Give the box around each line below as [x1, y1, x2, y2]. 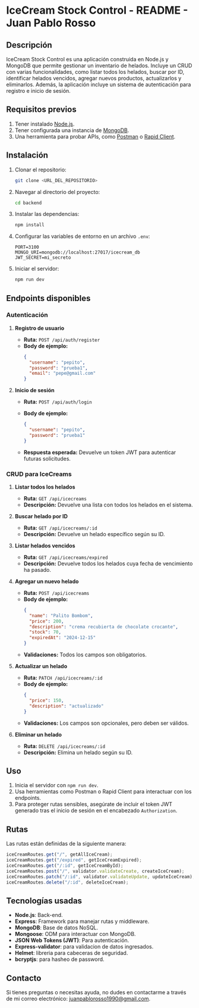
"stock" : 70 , [29, 629, 61, 636]
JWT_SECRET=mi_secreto [14, 255, 71, 261]
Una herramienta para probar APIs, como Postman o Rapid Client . [14, 133, 176, 140]
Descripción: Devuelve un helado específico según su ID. [23, 530, 165, 537]
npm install [14, 222, 45, 228]
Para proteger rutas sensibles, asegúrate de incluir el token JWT [14, 801, 173, 808]
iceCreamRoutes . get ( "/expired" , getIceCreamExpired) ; [6, 857, 143, 863]
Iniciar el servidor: [14, 265, 59, 273]
